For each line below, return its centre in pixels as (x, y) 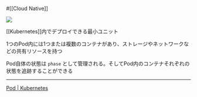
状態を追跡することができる (40, 71)
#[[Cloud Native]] (27, 8)
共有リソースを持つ (39, 51)
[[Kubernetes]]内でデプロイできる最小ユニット (62, 31)
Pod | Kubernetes (27, 88)
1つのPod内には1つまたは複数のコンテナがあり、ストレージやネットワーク (95, 44)
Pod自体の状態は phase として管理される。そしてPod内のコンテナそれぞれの (98, 63)
